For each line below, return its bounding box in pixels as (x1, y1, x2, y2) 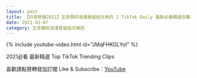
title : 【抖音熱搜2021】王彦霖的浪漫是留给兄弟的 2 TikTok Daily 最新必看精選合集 (6, 14, 191, 20)
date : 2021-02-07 (6, 19, 49, 25)
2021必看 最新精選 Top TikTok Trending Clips (6, 53, 115, 60)
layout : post (6, 8, 38, 15)
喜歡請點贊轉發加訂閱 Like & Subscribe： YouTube (6, 66, 126, 73)
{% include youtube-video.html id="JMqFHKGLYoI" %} (6, 41, 138, 48)
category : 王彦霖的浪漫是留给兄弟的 (6, 25, 85, 31)
